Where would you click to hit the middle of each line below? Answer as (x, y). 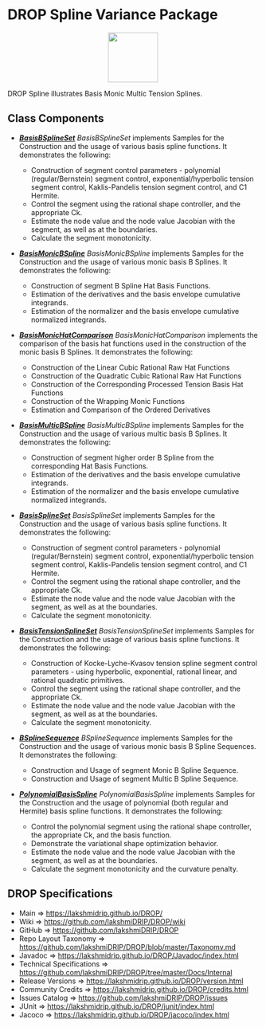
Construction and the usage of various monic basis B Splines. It (123, 261)
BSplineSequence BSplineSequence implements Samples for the (126, 738)
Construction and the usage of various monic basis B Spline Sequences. (137, 746)
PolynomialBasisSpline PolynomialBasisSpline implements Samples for (137, 794)
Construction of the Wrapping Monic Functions (108, 401)
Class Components (56, 118)
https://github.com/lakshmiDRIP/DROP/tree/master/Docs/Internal (125, 972)
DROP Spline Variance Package (113, 15)
